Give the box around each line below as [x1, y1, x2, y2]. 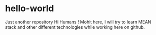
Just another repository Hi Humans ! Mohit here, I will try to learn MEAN [5, 19, 152, 25]
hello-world [5, 3, 54, 14]
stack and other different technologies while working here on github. [5, 24, 145, 30]
